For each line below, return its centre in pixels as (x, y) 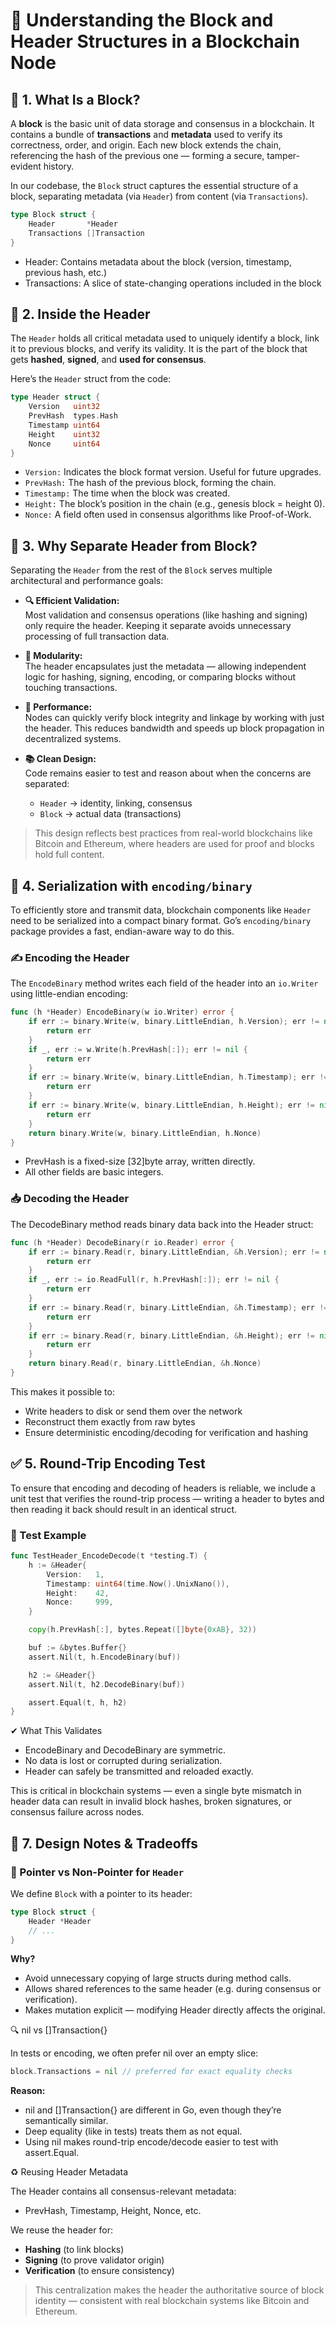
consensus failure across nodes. (77, 1812)
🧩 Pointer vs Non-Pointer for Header (97, 1872)
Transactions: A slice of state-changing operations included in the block (173, 283)
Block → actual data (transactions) (110, 814)
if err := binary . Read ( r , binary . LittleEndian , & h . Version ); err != (174, 1252)
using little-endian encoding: (69, 994)
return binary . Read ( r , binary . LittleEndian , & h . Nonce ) (145, 1364)
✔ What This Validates (56, 1731)
